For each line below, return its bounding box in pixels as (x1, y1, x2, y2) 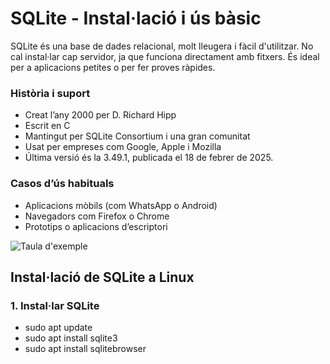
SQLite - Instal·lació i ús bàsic (10, 7, 262, 30)
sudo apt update (24, 322, 93, 334)
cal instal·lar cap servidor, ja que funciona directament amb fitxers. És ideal (10, 50, 320, 62)
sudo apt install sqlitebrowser (24, 343, 147, 355)
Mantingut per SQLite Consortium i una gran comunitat (24, 130, 251, 142)
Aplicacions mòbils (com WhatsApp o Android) (24, 199, 218, 211)
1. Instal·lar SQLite (10, 298, 100, 312)
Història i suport (10, 86, 91, 100)
